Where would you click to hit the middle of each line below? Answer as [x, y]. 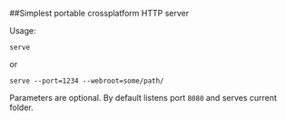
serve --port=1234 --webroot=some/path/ [87, 81]
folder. [21, 107]
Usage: [23, 30]
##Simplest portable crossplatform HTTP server [99, 13]
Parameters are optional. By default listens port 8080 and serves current [143, 98]
